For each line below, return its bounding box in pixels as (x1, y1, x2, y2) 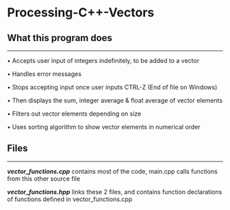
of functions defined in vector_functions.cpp (7, 195, 133, 203)
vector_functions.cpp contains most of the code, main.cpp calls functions (7, 167, 218, 175)
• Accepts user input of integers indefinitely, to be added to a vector (7, 57, 200, 64)
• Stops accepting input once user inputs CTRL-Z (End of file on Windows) (7, 83, 218, 91)
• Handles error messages (7, 70, 82, 78)
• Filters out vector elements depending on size (7, 109, 142, 118)
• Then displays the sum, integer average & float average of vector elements (7, 96, 223, 104)
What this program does (7, 32, 113, 44)
